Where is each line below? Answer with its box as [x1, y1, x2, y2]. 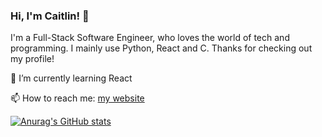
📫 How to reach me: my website [10, 92, 145, 104]
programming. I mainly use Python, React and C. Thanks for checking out [10, 42, 313, 54]
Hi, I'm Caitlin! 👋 [10, 9, 90, 23]
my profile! [10, 53, 55, 65]
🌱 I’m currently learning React [10, 72, 133, 84]
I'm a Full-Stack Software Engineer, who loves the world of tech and [10, 32, 290, 44]
